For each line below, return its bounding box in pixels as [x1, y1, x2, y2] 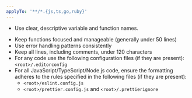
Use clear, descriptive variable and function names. [14, 24, 139, 32]
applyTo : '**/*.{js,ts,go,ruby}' [6, 8, 88, 15]
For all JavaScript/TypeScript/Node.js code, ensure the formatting [14, 66, 173, 73]
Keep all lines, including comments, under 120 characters [14, 48, 152, 55]
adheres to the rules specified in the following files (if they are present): [14, 73, 187, 80]
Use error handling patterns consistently [14, 42, 112, 49]
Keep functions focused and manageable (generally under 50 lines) [14, 36, 177, 43]
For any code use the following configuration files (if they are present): [14, 54, 185, 61]
